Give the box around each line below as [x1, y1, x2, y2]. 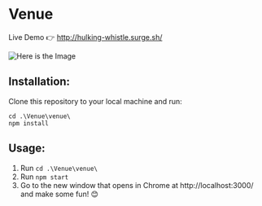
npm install [8, 119, 49, 127]
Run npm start [20, 172, 69, 182]
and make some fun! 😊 [20, 189, 99, 199]
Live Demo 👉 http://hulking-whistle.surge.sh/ [8, 32, 163, 42]
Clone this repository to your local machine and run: [8, 96, 183, 106]
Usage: [8, 142, 46, 156]
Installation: [8, 75, 71, 89]
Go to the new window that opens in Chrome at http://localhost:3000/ [20, 180, 254, 190]
